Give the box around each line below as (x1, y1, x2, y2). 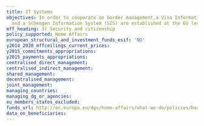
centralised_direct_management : (6, 59, 88, 65)
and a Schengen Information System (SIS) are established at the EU (12, 20, 189, 26)
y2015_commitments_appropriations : (6, 48, 97, 55)
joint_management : (6, 82, 53, 88)
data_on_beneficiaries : (6, 110, 67, 116)
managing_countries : (6, 88, 59, 94)
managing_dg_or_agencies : (6, 93, 72, 99)
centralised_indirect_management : (6, 65, 94, 71)
